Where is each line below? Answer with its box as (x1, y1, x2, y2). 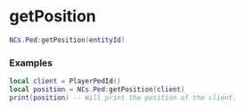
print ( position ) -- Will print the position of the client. (9, 93, 238, 102)
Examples (9, 56, 53, 68)
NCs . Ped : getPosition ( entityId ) (9, 36, 126, 44)
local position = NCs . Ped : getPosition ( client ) (9, 84, 185, 94)
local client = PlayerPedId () (9, 77, 122, 86)
